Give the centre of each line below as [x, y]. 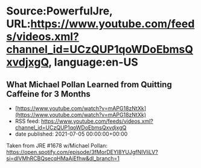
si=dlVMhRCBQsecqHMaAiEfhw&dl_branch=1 [63, 158]
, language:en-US [93, 62]
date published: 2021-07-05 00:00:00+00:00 [71, 134]
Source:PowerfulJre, [59, 11]
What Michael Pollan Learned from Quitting [89, 85]
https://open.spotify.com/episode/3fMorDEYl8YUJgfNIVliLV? [82, 152]
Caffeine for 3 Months [48, 94]
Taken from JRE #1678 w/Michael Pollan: [57, 145]
